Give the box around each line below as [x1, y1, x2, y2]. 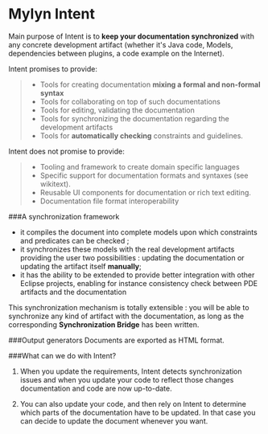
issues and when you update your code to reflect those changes [19, 375, 234, 384]
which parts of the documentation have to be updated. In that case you [19, 407, 256, 417]
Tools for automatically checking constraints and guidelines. [39, 130, 244, 141]
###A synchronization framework [8, 211, 120, 221]
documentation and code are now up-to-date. [19, 383, 172, 393]
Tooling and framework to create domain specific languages [39, 162, 240, 171]
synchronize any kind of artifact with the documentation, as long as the [8, 311, 244, 321]
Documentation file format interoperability [39, 196, 179, 206]
